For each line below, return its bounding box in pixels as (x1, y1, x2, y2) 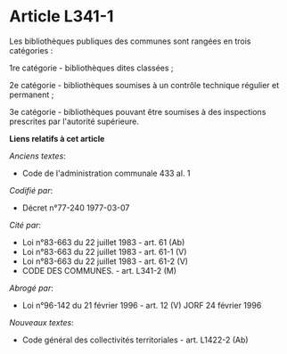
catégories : (9, 45, 53, 55)
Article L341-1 (9, 6, 114, 27)
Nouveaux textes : (9, 317, 74, 327)
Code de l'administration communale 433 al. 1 (21, 168, 191, 178)
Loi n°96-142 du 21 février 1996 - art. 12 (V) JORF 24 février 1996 (21, 300, 262, 310)
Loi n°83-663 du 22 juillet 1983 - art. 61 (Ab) (21, 236, 185, 247)
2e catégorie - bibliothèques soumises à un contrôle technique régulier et (9, 79, 280, 90)
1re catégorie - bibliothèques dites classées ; (9, 62, 174, 73)
